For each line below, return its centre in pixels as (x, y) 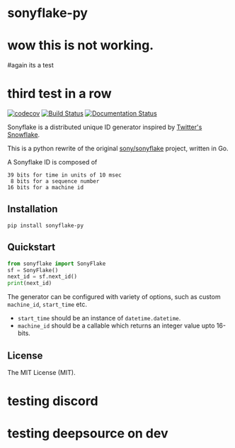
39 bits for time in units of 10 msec (64, 175)
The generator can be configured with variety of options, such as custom (114, 297)
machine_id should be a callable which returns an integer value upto (116, 326)
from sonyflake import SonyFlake (57, 264)
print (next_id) (30, 284)
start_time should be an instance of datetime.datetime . (99, 318)
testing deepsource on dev (88, 433)
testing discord (53, 401)
